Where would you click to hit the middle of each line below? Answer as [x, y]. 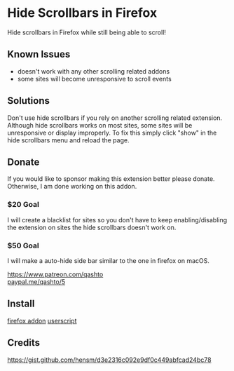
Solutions [29, 101]
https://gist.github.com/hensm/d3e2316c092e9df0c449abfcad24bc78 [109, 360]
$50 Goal [23, 245]
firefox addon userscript [42, 321]
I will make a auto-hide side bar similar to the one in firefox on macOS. [109, 260]
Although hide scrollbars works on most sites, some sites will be [100, 125]
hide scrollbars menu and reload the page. [68, 140]
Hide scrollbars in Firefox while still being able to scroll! [87, 32]
